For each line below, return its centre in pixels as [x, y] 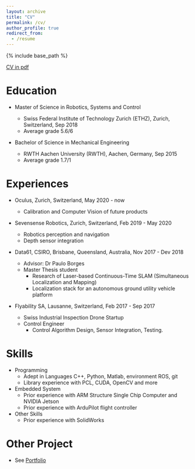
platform [42, 294]
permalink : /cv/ [26, 22]
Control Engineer [44, 324]
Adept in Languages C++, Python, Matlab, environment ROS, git [100, 376]
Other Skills [28, 414]
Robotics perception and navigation [66, 234]
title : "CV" [21, 17]
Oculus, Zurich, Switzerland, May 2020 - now [70, 200]
